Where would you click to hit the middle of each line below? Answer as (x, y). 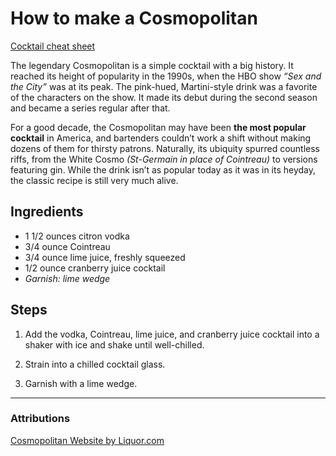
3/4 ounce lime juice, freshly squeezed (105, 257)
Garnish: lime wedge (67, 278)
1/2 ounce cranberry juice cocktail (95, 268)
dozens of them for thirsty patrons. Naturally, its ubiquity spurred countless (165, 148)
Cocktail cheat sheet (53, 46)
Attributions (40, 419)
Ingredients (47, 212)
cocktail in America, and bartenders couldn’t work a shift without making (161, 138)
